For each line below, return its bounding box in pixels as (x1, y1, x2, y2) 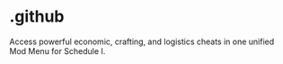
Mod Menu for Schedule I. (9, 45, 106, 56)
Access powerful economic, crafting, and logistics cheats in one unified (9, 36, 275, 47)
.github (9, 6, 65, 27)
